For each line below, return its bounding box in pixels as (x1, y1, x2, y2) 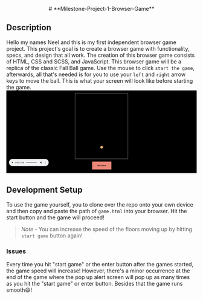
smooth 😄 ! (6, 286, 32, 294)
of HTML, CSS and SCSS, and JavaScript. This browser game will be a (6, 57, 182, 65)
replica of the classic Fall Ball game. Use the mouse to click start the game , (6, 64, 195, 71)
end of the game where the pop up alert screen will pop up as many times (6, 273, 190, 280)
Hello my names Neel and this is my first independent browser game (6, 39, 176, 46)
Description (6, 22, 51, 33)
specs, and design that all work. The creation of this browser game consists (6, 51, 195, 59)
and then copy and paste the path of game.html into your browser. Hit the (6, 207, 187, 214)
